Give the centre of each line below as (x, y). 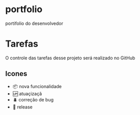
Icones (16, 74)
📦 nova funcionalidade (37, 86)
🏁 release (23, 107)
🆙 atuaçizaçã (27, 93)
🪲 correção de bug (33, 99)
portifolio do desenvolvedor (34, 23)
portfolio (24, 9)
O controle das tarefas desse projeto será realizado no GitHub (70, 58)
